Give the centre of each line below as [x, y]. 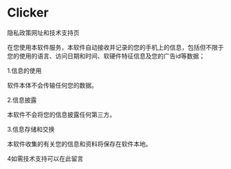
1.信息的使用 [24, 70]
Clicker [28, 13]
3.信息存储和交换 [31, 129]
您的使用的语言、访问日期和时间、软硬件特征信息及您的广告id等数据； [106, 56]
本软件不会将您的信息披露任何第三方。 [61, 115]
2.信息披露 [22, 100]
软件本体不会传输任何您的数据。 [52, 85]
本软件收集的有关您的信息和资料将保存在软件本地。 [79, 143]
